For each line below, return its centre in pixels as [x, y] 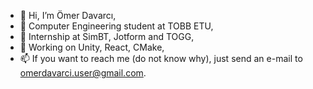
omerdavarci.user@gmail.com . [83, 73]
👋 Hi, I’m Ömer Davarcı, [68, 15]
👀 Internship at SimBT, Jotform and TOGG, [107, 36]
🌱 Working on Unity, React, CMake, [92, 47]
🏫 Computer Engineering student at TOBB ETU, [116, 26]
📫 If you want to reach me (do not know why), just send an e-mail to [161, 58]
